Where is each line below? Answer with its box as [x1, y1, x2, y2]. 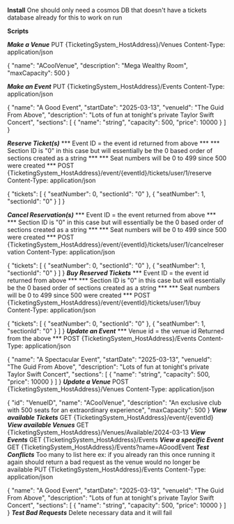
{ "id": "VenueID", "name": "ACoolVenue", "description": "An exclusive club [7, 398, 221, 407]
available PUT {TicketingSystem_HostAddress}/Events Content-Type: [7, 465, 207, 474]
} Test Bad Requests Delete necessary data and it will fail [7, 509, 173, 516]
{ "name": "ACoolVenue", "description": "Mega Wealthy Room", [7, 61, 188, 69]
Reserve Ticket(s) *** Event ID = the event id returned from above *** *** [7, 139, 220, 147]
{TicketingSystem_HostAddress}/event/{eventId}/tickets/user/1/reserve [7, 169, 212, 177]
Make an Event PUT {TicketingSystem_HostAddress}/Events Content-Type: [7, 82, 225, 90]
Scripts [7, 27, 29, 35]
